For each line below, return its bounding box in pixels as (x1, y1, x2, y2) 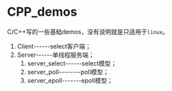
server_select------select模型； (27, 59, 117, 67)
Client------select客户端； (16, 42, 91, 50)
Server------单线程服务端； (16, 51, 95, 59)
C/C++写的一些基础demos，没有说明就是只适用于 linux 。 (7, 27, 169, 36)
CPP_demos (7, 4, 77, 20)
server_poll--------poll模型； (27, 68, 110, 76)
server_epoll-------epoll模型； (27, 76, 113, 84)
